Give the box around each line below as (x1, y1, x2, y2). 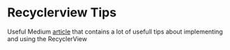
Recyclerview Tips (7, 5, 117, 21)
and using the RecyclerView (7, 34, 87, 42)
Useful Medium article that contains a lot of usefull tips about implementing (7, 27, 223, 36)
